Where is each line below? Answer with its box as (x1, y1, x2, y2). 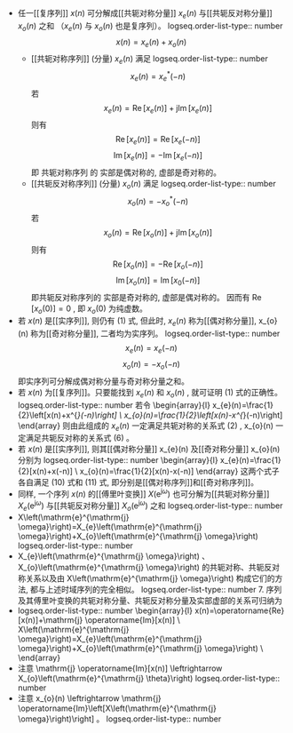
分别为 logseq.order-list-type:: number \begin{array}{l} (17, 455, 219, 466)
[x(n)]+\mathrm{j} (17, 614, 83, 625)
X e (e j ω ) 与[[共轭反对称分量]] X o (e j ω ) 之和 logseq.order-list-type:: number (17, 498, 283, 513)
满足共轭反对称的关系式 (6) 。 (25, 433, 135, 443)
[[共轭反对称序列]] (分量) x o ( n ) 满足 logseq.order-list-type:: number (30, 179, 277, 191)
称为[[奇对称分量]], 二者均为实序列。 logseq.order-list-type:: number (30, 328, 281, 339)
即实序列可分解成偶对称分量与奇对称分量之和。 (17, 376, 189, 386)
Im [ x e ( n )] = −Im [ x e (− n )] (113, 150, 202, 163)
